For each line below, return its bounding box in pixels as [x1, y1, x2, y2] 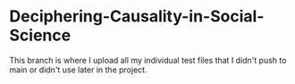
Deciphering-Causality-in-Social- [9, 6, 265, 27]
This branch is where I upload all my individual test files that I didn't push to [9, 55, 287, 65]
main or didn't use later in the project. [9, 64, 147, 75]
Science [9, 25, 72, 46]
